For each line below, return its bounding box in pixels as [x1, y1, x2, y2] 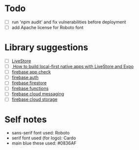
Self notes [4, 114, 47, 125]
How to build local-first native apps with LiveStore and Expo [13, 64, 134, 70]
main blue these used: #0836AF [11, 140, 77, 146]
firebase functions [11, 86, 49, 92]
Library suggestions [4, 42, 89, 53]
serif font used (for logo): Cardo [11, 135, 76, 141]
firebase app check [11, 69, 51, 75]
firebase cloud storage [11, 96, 58, 102]
